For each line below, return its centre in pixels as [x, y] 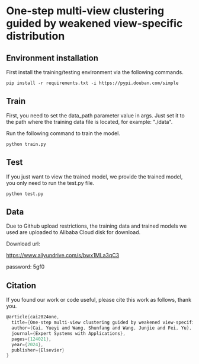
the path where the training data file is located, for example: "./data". [89, 122]
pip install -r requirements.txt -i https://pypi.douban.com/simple [92, 83]
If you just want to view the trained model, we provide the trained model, [94, 177]
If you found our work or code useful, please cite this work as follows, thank [99, 300]
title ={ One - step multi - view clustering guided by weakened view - [94, 323]
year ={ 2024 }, [28, 344]
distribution [36, 36]
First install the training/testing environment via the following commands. [95, 72]
